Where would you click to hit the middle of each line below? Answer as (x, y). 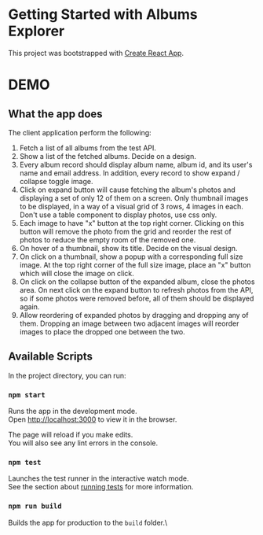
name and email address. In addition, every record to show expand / (130, 173)
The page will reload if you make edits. (71, 435)
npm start (27, 395)
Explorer (37, 31)
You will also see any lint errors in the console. (83, 443)
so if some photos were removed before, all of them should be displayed (137, 298)
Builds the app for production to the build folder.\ (88, 522)
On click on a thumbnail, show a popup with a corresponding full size (131, 256)
